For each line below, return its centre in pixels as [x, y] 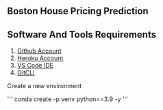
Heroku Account [40, 58]
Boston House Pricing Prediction [78, 11]
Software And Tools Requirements [81, 35]
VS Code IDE [35, 66]
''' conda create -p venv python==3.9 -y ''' [68, 99]
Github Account [39, 51]
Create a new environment [45, 86]
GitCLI [26, 73]
